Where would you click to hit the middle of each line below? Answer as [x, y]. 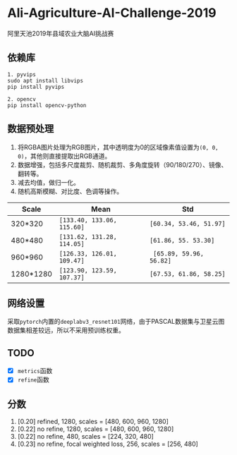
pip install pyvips [36, 87]
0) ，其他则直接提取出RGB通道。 [64, 156]
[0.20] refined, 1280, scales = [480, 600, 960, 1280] [93, 422]
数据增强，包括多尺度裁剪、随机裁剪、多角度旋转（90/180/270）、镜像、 [122, 164]
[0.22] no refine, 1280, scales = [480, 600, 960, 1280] [96, 429]
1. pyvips [22, 74]
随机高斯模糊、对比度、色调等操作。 [70, 191]
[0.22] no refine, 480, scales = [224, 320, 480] [85, 437]
